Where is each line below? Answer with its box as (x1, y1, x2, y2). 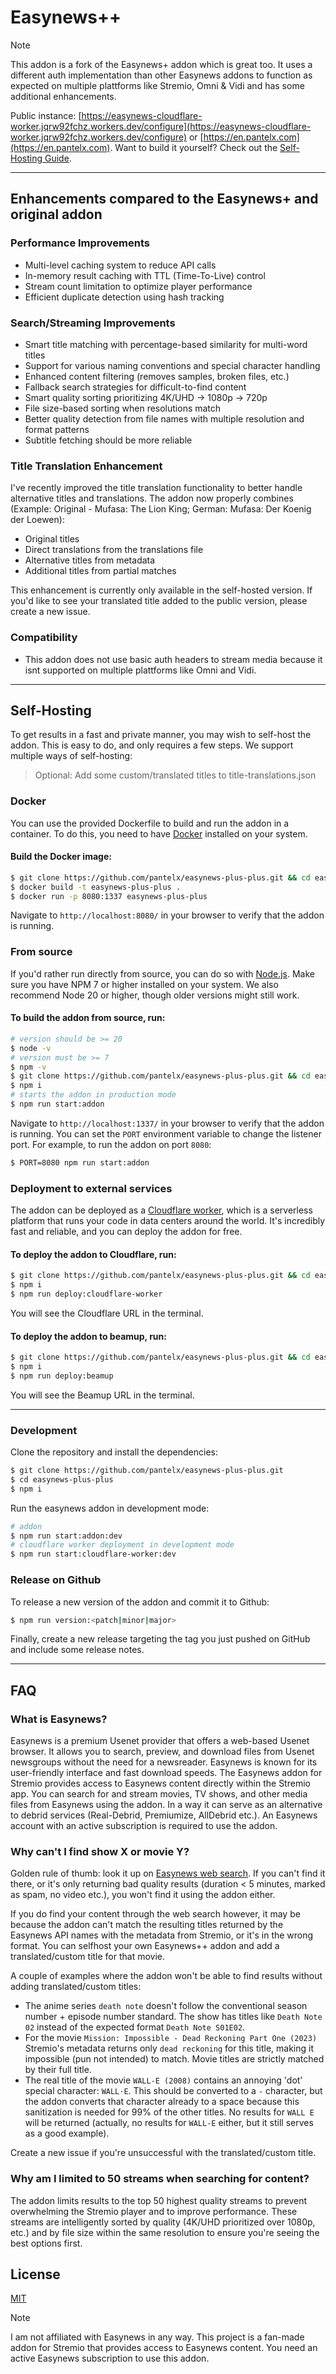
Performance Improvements (10, 236, 151, 250)
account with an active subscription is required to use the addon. (10, 1820, 278, 1832)
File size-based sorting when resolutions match (24, 402, 222, 414)
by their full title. (24, 2064, 92, 2076)
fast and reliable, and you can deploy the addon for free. (10, 1226, 243, 1238)
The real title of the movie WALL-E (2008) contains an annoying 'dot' (24, 2074, 303, 2086)
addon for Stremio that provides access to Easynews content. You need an (10, 2342, 318, 2354)
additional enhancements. (10, 90, 117, 102)
